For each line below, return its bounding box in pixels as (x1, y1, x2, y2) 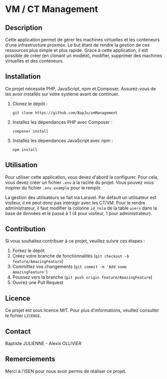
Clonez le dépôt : (12, 100, 48, 106)
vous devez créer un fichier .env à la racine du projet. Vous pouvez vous (5, 179, 154, 185)
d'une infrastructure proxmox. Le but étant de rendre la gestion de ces (5, 42, 150, 48)
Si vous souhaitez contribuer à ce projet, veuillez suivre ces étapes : (5, 238, 145, 244)
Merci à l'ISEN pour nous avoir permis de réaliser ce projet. (5, 368, 127, 374)
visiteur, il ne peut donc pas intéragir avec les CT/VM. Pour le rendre (5, 199, 146, 205)
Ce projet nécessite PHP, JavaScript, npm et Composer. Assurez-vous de (5, 85, 156, 91)
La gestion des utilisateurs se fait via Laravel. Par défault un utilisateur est (5, 194, 157, 200)
